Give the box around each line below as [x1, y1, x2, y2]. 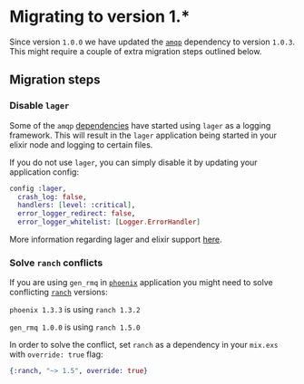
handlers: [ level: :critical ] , [17, 201, 136, 210]
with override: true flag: [9, 349, 103, 360]
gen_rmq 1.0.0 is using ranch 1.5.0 [9, 322, 141, 332]
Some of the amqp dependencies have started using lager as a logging [9, 120, 271, 130]
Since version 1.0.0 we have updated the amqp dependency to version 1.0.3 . [9, 36, 296, 47]
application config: [9, 166, 80, 178]
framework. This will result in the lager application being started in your [9, 130, 278, 140]
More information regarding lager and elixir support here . [9, 234, 222, 245]
